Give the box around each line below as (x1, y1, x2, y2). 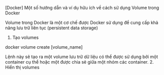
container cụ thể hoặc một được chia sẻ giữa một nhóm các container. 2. (5, 59, 154, 65)
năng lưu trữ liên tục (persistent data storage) (5, 25, 98, 31)
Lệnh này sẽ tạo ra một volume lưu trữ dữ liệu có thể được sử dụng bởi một (5, 54, 158, 60)
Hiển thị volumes (5, 65, 40, 70)
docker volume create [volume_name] (5, 44, 83, 50)
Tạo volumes (12, 35, 39, 40)
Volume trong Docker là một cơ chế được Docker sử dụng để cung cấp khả (5, 20, 159, 25)
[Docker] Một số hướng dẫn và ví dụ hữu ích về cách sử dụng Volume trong (5, 5, 160, 10)
